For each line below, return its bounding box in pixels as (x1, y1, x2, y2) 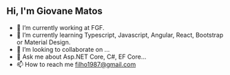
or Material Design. (16, 37, 71, 46)
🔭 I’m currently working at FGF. (16, 23, 105, 31)
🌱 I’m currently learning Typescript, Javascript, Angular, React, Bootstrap (16, 31, 224, 39)
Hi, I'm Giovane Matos (6, 5, 103, 17)
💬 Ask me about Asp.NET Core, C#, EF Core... (16, 52, 147, 61)
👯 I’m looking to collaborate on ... (16, 45, 110, 53)
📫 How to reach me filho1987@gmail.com (16, 60, 136, 68)
